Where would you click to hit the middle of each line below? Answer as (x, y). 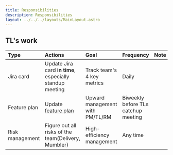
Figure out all (60, 126)
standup (55, 83)
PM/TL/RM (98, 117)
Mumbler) (56, 145)
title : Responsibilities (32, 10)
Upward (95, 98)
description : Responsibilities (39, 15)
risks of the (58, 132)
